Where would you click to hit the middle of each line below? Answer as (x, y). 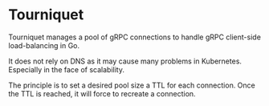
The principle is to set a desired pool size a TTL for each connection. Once (132, 85)
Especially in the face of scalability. (66, 69)
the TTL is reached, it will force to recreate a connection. (102, 93)
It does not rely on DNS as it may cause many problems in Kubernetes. (125, 61)
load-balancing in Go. (44, 45)
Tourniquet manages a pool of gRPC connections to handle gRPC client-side (134, 37)
